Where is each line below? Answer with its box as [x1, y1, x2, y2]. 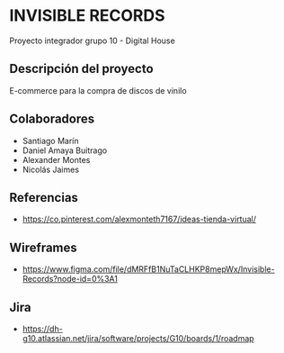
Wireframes [9, 240, 78, 255]
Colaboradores [9, 112, 95, 127]
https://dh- [22, 323, 63, 334]
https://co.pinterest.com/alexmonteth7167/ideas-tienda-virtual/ [22, 213, 257, 225]
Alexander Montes [22, 154, 91, 165]
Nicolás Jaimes [22, 164, 79, 175]
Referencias [9, 190, 79, 205]
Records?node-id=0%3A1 [22, 274, 119, 285]
